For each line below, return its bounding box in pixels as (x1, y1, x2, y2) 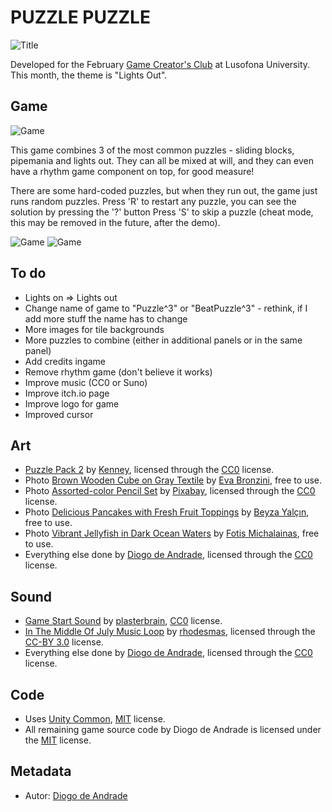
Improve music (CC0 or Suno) (24, 376, 148, 388)
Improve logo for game (24, 397, 120, 410)
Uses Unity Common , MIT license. (24, 713, 166, 725)
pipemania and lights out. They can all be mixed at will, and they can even (10, 154, 314, 166)
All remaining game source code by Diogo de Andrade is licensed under (24, 724, 322, 735)
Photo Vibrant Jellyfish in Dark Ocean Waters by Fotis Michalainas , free (24, 527, 320, 540)
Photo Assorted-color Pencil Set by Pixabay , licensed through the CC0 (24, 485, 316, 497)
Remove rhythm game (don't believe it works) (24, 366, 213, 378)
